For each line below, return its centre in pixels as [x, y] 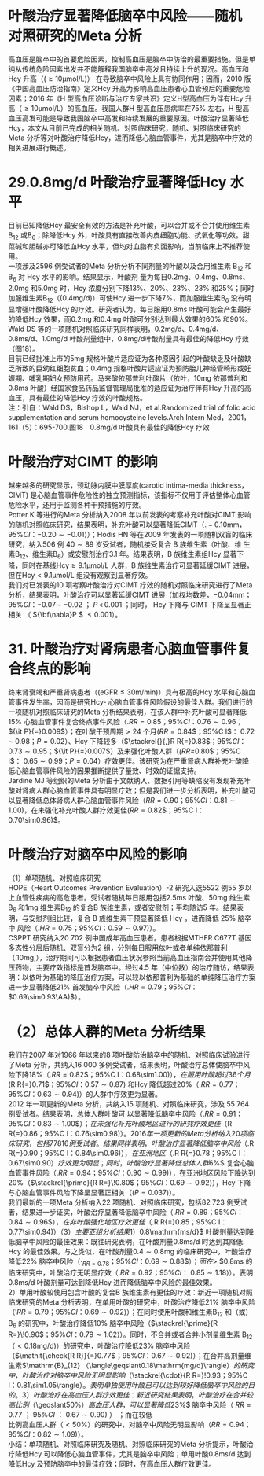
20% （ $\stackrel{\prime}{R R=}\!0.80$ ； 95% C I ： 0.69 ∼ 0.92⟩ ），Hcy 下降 [130, 1183]
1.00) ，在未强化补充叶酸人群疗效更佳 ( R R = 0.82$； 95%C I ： [106, 810]
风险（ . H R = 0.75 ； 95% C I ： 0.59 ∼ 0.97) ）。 [88, 928]
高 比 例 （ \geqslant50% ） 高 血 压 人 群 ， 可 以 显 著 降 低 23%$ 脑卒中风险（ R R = [130, 1404]
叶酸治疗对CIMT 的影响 [83, 462]
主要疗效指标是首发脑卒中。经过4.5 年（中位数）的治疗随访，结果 [141, 967]
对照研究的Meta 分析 [75, 36]
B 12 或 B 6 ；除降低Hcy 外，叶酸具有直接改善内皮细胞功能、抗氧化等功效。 [126, 236]
